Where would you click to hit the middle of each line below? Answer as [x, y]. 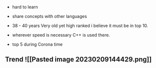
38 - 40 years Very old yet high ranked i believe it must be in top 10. [80, 26]
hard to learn [25, 7]
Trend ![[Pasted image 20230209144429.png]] [78, 60]
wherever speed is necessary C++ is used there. [61, 35]
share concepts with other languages [49, 16]
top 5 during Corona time [37, 44]
